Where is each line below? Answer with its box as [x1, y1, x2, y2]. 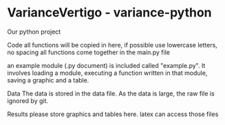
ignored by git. [7, 96, 49, 104]
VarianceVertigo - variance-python [7, 5, 212, 21]
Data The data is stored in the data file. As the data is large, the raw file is [7, 89, 215, 98]
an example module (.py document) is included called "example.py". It [7, 61, 206, 69]
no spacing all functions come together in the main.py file [7, 48, 171, 56]
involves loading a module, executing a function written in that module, [7, 69, 208, 77]
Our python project [7, 27, 61, 36]
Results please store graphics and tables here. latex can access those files [7, 110, 219, 118]
